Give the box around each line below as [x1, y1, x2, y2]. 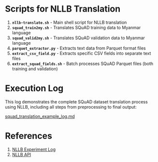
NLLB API [12, 151, 31, 157]
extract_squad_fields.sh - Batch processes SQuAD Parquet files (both [12, 61, 154, 66]
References [5, 130, 52, 142]
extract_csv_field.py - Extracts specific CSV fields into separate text [12, 50, 151, 56]
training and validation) [12, 65, 58, 71]
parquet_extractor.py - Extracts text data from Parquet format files [12, 45, 146, 51]
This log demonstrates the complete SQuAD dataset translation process [5, 98, 148, 105]
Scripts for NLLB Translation [5, 3, 121, 15]
